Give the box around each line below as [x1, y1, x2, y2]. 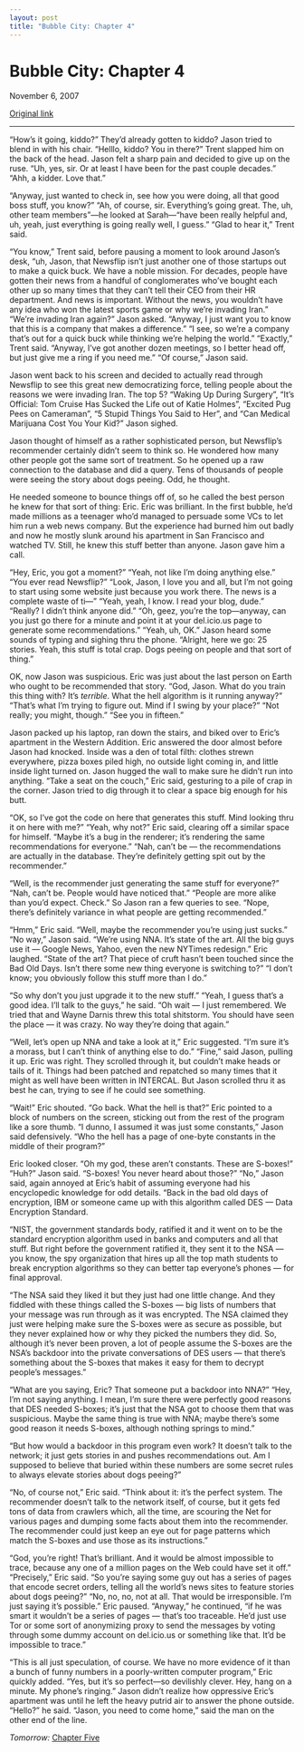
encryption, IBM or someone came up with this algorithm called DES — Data [9, 1197, 293, 1208]
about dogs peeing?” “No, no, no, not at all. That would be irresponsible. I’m [9, 1592, 292, 1602]
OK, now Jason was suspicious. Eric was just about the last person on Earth [9, 672, 292, 682]
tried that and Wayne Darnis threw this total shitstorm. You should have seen [9, 1010, 295, 1021]
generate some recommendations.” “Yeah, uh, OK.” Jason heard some [9, 624, 271, 635]
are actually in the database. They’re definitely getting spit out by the [9, 851, 266, 862]
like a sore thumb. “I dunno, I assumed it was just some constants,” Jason [9, 1121, 284, 1133]
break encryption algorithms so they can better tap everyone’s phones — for [9, 1263, 294, 1273]
